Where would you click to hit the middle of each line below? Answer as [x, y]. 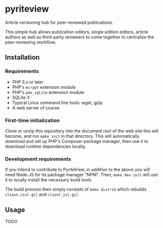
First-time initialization [32, 120]
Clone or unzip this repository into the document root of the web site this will [82, 131]
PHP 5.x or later [28, 82]
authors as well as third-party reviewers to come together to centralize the [80, 37]
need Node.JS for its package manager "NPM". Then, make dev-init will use [81, 175]
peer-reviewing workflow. [31, 42]
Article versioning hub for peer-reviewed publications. [59, 22]
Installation [22, 58]
